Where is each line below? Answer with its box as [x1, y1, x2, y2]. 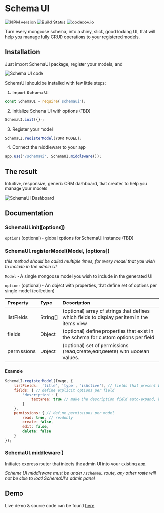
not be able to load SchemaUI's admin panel [5, 475, 95, 481]
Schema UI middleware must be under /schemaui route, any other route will [5, 470, 156, 476]
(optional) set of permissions [62, 342, 129, 349]
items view [62, 320, 87, 327]
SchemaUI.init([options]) [5, 224, 65, 231]
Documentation [5, 209, 54, 218]
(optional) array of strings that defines [62, 308, 150, 315]
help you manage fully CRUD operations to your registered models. [5, 34, 140, 40]
